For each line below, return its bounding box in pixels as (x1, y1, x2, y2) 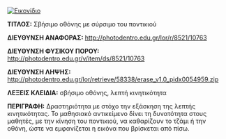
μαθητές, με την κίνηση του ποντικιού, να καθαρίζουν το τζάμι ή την (7, 117, 206, 125)
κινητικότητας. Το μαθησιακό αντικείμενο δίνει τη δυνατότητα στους (7, 110, 207, 117)
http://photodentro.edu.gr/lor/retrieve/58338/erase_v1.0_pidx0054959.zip (7, 75, 219, 83)
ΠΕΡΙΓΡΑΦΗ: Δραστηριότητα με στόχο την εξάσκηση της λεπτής (7, 102, 196, 111)
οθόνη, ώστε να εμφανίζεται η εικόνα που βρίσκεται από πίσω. (7, 124, 190, 132)
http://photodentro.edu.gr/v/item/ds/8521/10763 (7, 54, 145, 63)
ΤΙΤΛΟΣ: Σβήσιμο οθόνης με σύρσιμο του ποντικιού (7, 20, 157, 28)
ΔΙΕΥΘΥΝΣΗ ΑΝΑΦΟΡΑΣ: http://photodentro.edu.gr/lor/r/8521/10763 (7, 33, 207, 42)
